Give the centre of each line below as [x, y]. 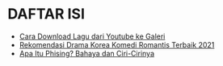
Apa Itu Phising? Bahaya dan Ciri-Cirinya [87, 53]
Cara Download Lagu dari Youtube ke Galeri [92, 36]
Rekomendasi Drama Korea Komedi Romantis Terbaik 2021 [117, 44]
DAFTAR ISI [46, 14]
